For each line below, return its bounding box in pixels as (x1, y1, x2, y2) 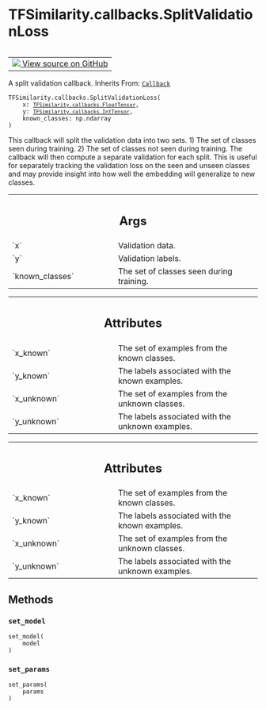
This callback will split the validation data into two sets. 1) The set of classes (8, 135, 256, 144)
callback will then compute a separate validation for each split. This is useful (8, 152, 257, 162)
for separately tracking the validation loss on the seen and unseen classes (8, 160, 251, 170)
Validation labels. (118, 253, 181, 264)
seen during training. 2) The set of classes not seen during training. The (8, 144, 243, 153)
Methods (8, 592, 54, 606)
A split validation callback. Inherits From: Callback (8, 78, 171, 88)
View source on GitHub (22, 58, 108, 69)
